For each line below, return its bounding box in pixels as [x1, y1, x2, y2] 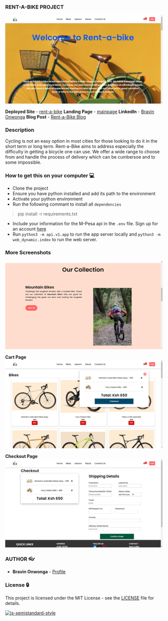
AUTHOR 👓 [5, 555, 35, 562]
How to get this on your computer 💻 [5, 172, 95, 179]
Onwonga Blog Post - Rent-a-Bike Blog [5, 114, 86, 120]
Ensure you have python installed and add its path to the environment [12, 190, 156, 196]
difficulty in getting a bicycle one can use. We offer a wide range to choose [5, 149, 160, 155]
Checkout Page [5, 453, 38, 459]
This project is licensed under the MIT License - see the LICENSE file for [5, 594, 154, 601]
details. [5, 600, 20, 606]
